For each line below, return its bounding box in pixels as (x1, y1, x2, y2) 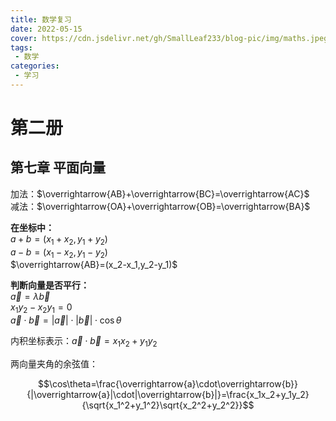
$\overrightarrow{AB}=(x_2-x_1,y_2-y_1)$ (10, 259, 178, 271)
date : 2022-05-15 (10, 24, 83, 34)
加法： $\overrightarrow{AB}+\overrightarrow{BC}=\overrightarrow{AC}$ (10, 187, 310, 200)
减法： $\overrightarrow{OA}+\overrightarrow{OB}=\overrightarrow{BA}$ (10, 200, 311, 212)
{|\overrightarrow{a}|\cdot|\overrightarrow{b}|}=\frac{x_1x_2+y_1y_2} (26, 389, 310, 401)
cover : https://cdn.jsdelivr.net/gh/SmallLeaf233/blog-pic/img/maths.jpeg (10, 33, 329, 43)
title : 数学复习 (10, 14, 72, 25)
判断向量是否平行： (10, 279, 90, 291)
